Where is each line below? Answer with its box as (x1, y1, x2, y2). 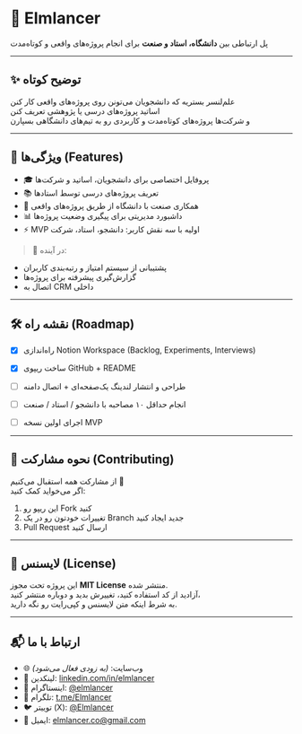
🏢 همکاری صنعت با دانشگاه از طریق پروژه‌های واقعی (22, 200, 200, 211)
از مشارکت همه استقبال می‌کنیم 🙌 (10, 476, 125, 486)
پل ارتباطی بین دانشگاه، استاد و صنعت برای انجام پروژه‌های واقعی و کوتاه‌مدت (10, 38, 268, 48)
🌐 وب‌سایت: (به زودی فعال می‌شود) (22, 663, 143, 674)
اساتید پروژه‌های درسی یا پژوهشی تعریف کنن (10, 105, 160, 116)
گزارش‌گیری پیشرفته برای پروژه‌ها (22, 271, 137, 282)
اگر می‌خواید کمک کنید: (10, 485, 86, 496)
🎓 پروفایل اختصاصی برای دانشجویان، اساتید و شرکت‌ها (22, 174, 210, 185)
